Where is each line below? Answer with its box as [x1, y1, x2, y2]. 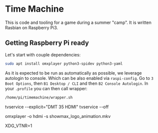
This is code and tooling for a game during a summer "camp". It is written [5, 19, 152, 25]
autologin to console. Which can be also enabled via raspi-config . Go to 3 [5, 75, 154, 81]
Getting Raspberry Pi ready [5, 39, 89, 47]
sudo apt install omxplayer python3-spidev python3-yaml [5, 61, 123, 66]
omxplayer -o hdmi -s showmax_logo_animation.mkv [5, 113, 111, 119]
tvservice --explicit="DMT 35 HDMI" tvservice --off [5, 104, 109, 110]
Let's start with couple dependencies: [5, 52, 81, 57]
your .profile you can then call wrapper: [5, 85, 88, 91]
